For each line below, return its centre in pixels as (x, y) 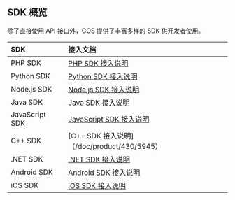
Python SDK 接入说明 (103, 76)
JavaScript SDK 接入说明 (109, 119)
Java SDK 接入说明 (99, 102)
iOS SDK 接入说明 (97, 185)
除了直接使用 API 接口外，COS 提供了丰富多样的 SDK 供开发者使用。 (106, 31)
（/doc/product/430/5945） (115, 146)
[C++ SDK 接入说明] (101, 136)
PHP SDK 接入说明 (98, 63)
